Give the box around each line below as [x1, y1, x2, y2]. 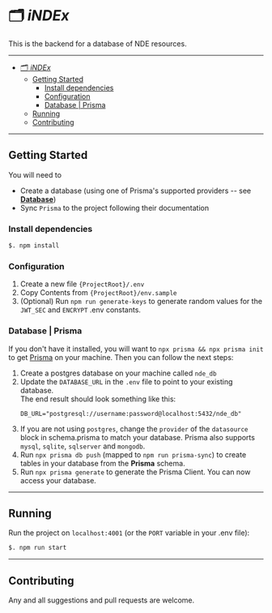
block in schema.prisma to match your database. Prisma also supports [19, 432, 255, 442]
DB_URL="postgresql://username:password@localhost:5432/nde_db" [19, 409, 242, 418]
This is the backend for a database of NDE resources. [8, 38, 188, 49]
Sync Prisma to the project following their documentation [19, 203, 209, 212]
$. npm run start [8, 544, 67, 552]
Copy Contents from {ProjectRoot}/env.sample [19, 288, 177, 298]
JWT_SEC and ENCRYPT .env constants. [19, 305, 142, 315]
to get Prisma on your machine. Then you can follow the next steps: [8, 352, 234, 362]
